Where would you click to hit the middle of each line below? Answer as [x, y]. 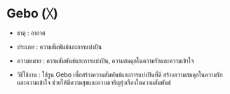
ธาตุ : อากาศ [31, 33]
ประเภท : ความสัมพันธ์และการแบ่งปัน [59, 47]
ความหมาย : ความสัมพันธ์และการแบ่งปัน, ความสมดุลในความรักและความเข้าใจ [105, 61]
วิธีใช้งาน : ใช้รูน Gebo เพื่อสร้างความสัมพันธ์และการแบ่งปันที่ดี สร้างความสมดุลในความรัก [120, 75]
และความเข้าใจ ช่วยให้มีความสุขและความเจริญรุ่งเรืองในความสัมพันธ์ [94, 82]
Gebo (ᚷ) [33, 14]
